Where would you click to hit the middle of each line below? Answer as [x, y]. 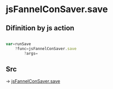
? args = [31, 53]
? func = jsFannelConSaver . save [46, 49]
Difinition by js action [40, 28]
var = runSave [18, 44]
